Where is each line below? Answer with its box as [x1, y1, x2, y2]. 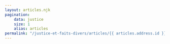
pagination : [5, 12, 30, 17]
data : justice [14, 17, 44, 22]
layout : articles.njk [5, 7, 51, 13]
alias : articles [14, 26, 49, 31]
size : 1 [14, 21, 30, 27]
